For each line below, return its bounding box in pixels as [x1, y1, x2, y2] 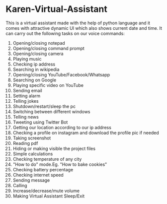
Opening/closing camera [12, 51, 64, 57]
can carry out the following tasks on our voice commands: [5, 30, 125, 36]
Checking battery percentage [12, 166, 74, 172]
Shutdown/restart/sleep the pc [12, 103, 76, 109]
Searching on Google [12, 77, 57, 83]
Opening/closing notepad [12, 40, 65, 46]
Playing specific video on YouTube [12, 82, 84, 88]
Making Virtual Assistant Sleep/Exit [12, 193, 85, 199]
